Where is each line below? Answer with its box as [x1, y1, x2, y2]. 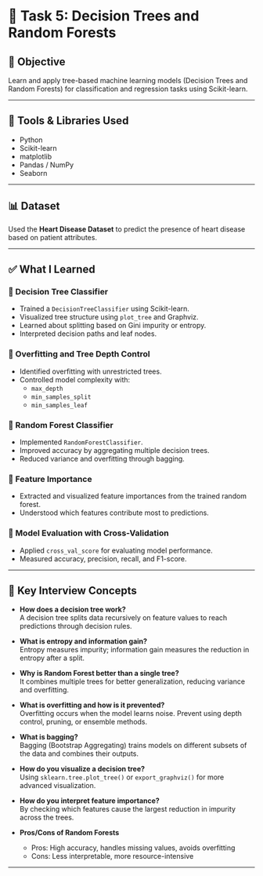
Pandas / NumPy [19, 160, 74, 170]
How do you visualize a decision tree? [19, 765, 146, 774]
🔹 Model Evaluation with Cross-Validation [8, 527, 170, 538]
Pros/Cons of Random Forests [19, 828, 120, 838]
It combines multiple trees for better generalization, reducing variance [19, 677, 245, 686]
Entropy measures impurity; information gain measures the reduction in [19, 645, 250, 655]
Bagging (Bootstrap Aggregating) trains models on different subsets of [19, 741, 247, 750]
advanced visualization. [19, 781, 96, 790]
